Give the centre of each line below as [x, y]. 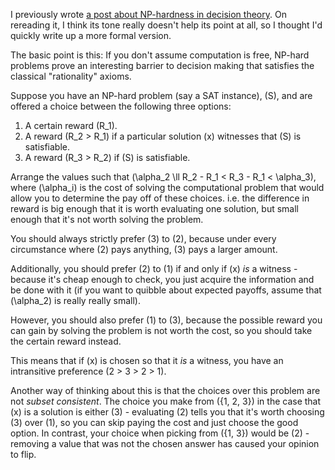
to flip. [23, 454]
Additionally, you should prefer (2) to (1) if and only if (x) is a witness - [154, 268]
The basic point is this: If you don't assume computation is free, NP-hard [160, 55]
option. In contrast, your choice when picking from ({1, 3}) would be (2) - [160, 433]
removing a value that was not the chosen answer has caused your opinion [165, 443]
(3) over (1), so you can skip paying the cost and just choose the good [154, 422]
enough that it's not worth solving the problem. [107, 219]
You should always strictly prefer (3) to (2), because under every [143, 238]
